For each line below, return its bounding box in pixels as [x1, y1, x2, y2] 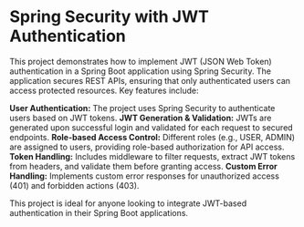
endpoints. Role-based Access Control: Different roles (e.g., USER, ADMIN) [9, 131, 295, 142]
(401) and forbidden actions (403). [9, 180, 140, 191]
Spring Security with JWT [9, 6, 210, 27]
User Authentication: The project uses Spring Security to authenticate [9, 102, 276, 113]
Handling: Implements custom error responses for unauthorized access [9, 170, 280, 181]
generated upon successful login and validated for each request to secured [9, 121, 294, 133]
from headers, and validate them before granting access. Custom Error [9, 160, 278, 171]
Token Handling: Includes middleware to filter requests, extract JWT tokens [9, 150, 296, 161]
